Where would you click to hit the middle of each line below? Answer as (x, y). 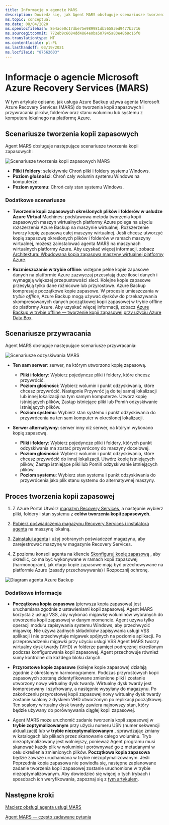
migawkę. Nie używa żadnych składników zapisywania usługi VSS (81, 631)
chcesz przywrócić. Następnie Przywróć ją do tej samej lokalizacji (88, 391)
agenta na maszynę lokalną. (41, 529)
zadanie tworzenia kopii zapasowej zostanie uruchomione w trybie (81, 768)
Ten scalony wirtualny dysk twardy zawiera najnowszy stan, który (81, 705)
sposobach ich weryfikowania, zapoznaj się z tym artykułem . (76, 779)
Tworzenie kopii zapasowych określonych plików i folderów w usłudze (87, 211)
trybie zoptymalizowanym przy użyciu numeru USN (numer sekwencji (86, 725)
